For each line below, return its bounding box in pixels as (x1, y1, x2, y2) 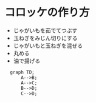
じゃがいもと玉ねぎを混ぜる (13, 42, 83, 49)
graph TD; (10, 69, 35, 75)
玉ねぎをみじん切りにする (13, 34, 78, 41)
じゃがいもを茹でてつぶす (13, 27, 78, 34)
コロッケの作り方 (4, 5, 91, 19)
